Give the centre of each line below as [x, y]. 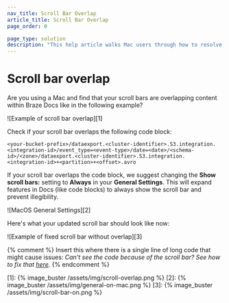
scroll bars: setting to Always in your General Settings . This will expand [110, 182]
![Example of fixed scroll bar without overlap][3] [75, 237]
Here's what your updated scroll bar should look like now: [88, 223]
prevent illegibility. [33, 197]
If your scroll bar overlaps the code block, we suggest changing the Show [111, 175]
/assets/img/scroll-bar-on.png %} [55, 293]
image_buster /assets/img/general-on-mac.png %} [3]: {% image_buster [110, 285]
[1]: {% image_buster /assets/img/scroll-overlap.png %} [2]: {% [97, 278]
